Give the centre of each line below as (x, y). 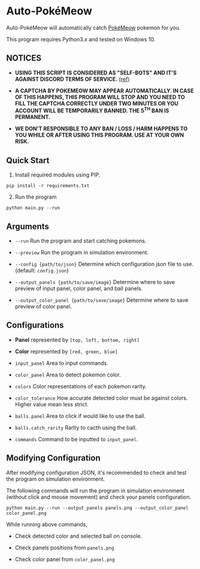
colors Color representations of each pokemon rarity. (81, 386)
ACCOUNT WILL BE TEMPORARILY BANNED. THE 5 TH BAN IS (92, 110)
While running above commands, (47, 524)
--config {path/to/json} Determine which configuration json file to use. (104, 264)
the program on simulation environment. (56, 479)
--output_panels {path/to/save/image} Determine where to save (95, 282)
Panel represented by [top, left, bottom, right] (77, 340)
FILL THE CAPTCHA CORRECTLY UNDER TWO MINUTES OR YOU (96, 103)
